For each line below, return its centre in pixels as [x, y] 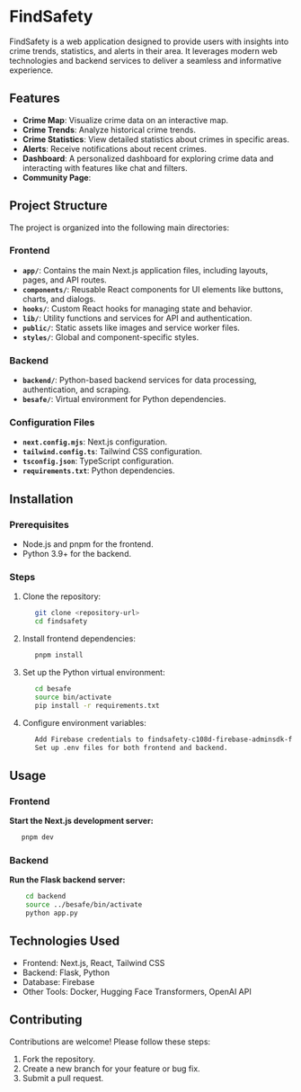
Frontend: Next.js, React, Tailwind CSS [93, 962]
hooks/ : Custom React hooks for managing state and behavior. [137, 309]
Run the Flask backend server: [67, 880]
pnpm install [59, 655]
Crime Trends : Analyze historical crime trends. [109, 130]
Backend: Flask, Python [66, 972]
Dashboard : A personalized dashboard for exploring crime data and [148, 158]
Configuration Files [52, 423]
